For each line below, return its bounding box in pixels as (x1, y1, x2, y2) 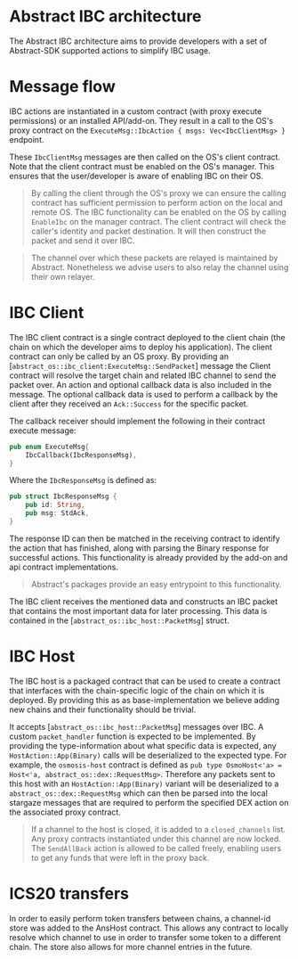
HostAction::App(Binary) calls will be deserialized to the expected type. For (9, 750, 287, 760)
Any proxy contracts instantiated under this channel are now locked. (30, 833, 282, 844)
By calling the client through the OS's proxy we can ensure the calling (30, 187, 286, 198)
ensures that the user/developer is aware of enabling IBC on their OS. (9, 170, 264, 181)
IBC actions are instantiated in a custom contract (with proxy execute (9, 105, 262, 117)
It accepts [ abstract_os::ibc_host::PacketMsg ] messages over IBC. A (9, 721, 264, 732)
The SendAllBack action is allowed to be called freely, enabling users (30, 842, 282, 853)
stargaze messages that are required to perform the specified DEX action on (9, 797, 289, 807)
